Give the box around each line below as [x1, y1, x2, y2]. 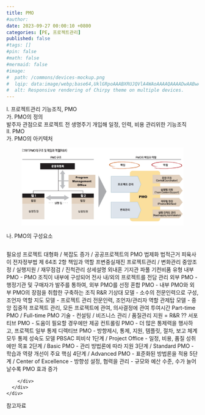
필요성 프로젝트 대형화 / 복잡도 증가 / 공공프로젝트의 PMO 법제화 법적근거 [6, 251, 181, 258]
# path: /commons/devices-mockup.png [6, 74, 105, 81]
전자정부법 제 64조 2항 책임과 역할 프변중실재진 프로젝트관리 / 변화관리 [12, 259, 181, 266]
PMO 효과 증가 [22, 365, 58, 373]
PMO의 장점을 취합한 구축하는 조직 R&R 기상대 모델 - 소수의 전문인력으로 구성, [12, 289, 199, 296]
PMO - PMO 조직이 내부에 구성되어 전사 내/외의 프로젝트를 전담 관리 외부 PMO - [6, 274, 198, 281]
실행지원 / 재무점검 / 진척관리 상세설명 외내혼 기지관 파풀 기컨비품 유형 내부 [16, 266, 194, 273]
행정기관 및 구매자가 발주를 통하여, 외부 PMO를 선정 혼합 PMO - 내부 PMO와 [6, 281, 189, 288]
